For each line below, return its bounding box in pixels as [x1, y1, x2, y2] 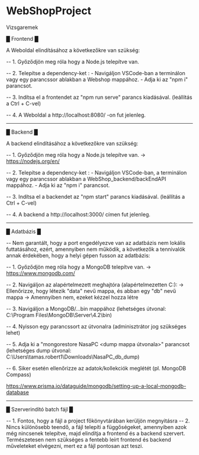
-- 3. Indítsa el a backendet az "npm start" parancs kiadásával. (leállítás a [6, 193, 185, 200]
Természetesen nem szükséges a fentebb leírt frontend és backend [6, 436, 172, 443]
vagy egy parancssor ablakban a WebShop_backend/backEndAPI [6, 175, 166, 182]
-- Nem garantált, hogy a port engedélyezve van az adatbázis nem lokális [6, 239, 185, 246]
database [6, 389, 30, 396]
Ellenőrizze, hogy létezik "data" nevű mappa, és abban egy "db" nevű [6, 287, 176, 294]
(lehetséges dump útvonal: [6, 347, 72, 354]
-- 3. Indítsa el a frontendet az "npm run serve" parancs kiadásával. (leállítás [6, 93, 192, 101]
